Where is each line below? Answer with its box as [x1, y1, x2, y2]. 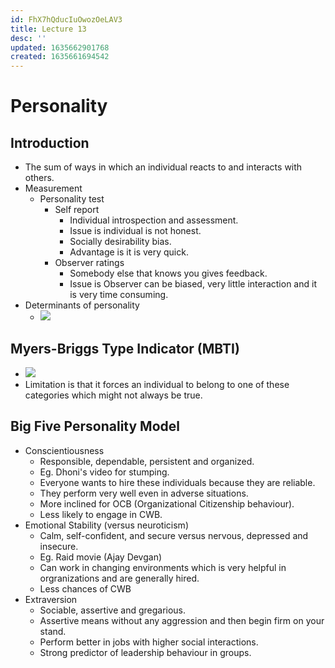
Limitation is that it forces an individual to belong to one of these [24, 378, 290, 390]
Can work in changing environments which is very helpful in [39, 561, 287, 573]
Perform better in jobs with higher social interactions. [39, 636, 259, 648]
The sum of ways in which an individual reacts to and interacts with [24, 161, 303, 173]
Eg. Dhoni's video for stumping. [39, 466, 170, 478]
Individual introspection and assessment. [69, 214, 239, 226]
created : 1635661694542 [10, 52, 110, 62]
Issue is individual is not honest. [69, 225, 202, 237]
